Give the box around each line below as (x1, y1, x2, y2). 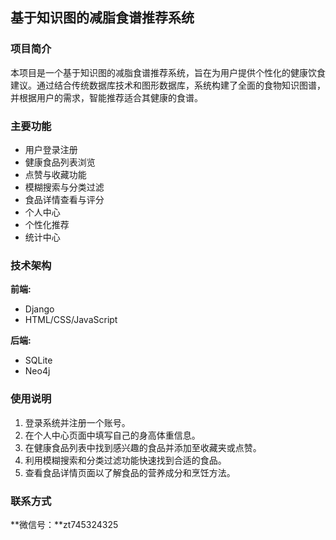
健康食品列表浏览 (24, 156, 96, 168)
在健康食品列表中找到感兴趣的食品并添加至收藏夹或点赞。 (24, 441, 262, 453)
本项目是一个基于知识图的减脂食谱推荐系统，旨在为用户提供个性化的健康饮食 (10, 66, 326, 78)
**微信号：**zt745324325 (10, 518, 119, 530)
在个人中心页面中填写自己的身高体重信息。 (24, 429, 201, 441)
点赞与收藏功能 (24, 168, 87, 180)
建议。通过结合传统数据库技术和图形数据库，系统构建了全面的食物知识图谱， (10, 79, 326, 91)
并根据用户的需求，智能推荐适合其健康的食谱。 (10, 91, 203, 103)
